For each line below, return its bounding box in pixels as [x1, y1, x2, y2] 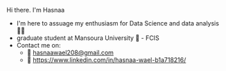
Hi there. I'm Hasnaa [6, 6, 65, 14]
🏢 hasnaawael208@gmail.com [26, 48, 114, 57]
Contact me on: [16, 41, 61, 49]
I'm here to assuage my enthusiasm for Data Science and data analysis [16, 19, 220, 27]
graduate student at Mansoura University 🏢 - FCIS [16, 34, 160, 42]
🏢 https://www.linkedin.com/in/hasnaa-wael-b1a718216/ [26, 56, 186, 64]
